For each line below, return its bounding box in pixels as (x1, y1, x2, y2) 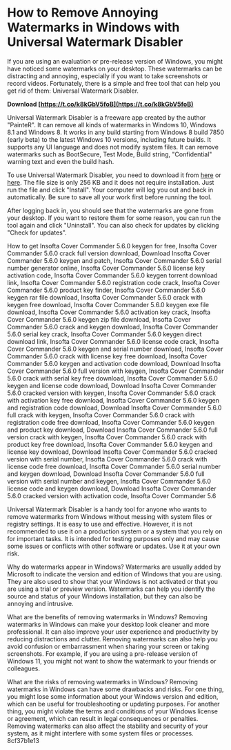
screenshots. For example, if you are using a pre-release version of (7, 649, 198, 658)
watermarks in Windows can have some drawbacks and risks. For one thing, (7, 685, 224, 693)
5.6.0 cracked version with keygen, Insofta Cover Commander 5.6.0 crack (7, 389, 216, 397)
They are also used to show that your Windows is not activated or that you (7, 577, 219, 585)
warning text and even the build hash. (7, 157, 114, 165)
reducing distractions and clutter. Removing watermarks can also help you (7, 634, 219, 643)
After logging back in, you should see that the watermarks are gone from (7, 206, 214, 214)
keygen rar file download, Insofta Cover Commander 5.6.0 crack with (7, 293, 203, 302)
